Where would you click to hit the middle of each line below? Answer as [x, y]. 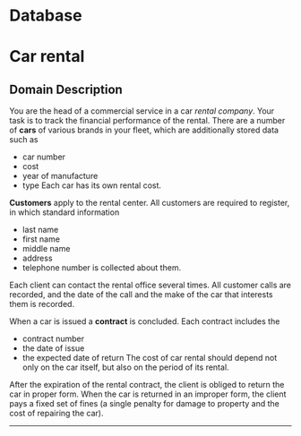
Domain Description [66, 89]
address [37, 258]
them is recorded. [42, 304]
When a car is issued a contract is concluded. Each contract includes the [145, 321]
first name [41, 239]
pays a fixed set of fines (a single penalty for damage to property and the [144, 404]
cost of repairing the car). [56, 414]
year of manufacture [60, 176]
